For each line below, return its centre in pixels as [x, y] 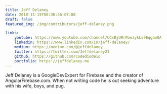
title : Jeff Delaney [27, 10]
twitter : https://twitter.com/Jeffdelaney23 [62, 52]
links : [12, 33]
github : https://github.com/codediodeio [57, 56]
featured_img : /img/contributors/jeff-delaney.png [60, 24]
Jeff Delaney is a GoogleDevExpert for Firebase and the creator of [74, 75]
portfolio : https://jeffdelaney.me [52, 61]
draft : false [19, 19]
